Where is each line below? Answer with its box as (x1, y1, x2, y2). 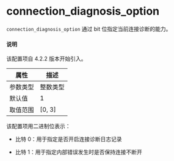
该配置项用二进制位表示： (6, 123, 71, 130)
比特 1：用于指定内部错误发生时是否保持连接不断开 (15, 148, 142, 156)
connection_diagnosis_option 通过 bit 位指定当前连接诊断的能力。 (6, 25, 172, 32)
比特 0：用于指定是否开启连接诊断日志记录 (15, 135, 122, 143)
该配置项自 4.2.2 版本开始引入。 (6, 55, 87, 62)
